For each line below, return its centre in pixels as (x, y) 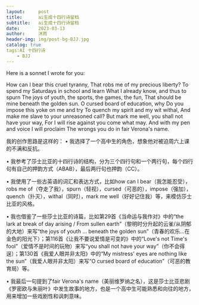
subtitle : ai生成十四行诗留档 (43, 23)
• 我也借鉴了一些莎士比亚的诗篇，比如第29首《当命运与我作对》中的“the (95, 216)
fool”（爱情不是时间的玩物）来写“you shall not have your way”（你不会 (93, 246)
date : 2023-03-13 (36, 28)
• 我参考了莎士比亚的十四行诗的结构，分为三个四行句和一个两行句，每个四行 (100, 161)
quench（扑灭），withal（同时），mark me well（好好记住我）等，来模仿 (94, 196)
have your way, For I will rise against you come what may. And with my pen (98, 122)
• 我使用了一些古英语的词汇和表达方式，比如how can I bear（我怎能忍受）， (98, 181)
